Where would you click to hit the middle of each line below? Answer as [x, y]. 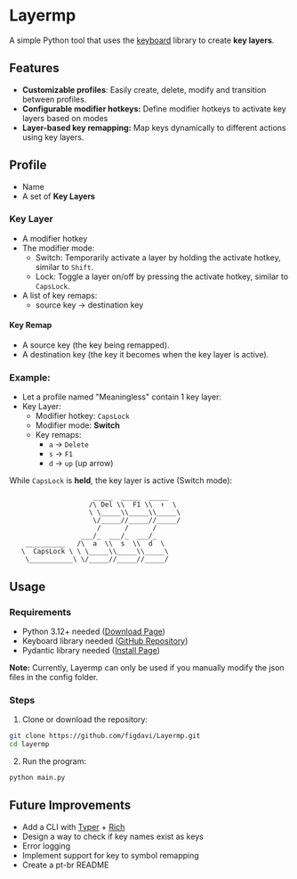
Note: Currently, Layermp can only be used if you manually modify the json [147, 668]
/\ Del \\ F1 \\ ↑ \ [132, 505]
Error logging [46, 846]
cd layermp [29, 744]
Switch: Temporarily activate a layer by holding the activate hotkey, [158, 257]
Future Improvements [70, 805]
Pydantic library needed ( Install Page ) [91, 651]
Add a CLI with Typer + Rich [73, 826]
